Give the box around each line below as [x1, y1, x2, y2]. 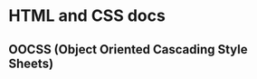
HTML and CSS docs [8, 5, 167, 26]
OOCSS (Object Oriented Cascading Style [8, 42, 248, 57]
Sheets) [8, 55, 54, 71]
